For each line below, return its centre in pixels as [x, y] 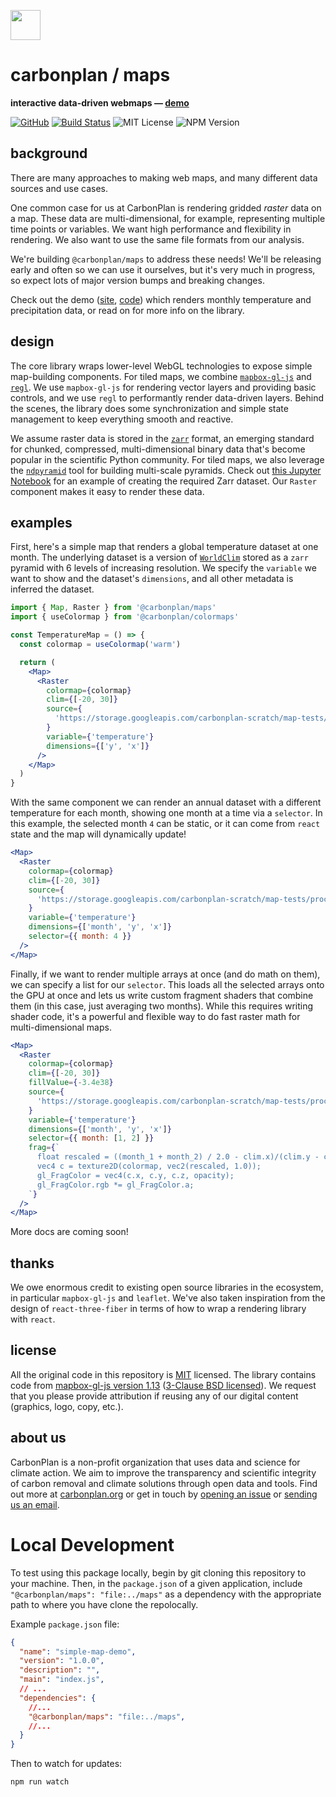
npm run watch [40, 1782]
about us [38, 1438]
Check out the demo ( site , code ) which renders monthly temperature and [161, 299]
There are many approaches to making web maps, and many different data [164, 177]
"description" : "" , [60, 1670]
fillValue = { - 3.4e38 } [71, 1083]
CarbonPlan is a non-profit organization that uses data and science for [155, 1462]
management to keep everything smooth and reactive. [122, 419]
